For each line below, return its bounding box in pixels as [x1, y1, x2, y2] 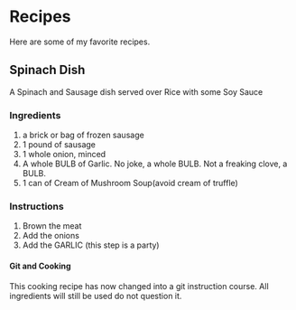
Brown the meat [22, 221, 82, 231]
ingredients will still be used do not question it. [9, 290, 182, 301]
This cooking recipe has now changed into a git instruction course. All [9, 280, 269, 291]
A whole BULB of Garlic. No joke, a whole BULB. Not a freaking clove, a [22, 158, 288, 169]
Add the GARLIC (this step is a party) [22, 240, 160, 250]
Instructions [9, 200, 65, 212]
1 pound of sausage [22, 139, 97, 150]
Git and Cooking [9, 260, 71, 271]
